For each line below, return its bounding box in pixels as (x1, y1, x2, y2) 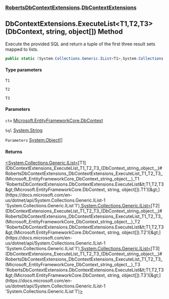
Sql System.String (5, 128, 43, 134)
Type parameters (5, 67, 42, 73)
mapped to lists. (5, 46, 39, 52)
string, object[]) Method (45, 27, 123, 36)
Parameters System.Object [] (5, 137, 63, 143)
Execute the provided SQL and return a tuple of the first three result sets (5, 41, 155, 47)
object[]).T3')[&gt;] (122, 272, 161, 278)
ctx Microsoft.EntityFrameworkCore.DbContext (5, 117, 103, 124)
